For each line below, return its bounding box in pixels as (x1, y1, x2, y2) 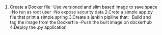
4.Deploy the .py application (9, 24, 67, 30)
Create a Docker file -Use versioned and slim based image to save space (9, 4, 158, 10)
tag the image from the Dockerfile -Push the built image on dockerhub (9, 19, 152, 25)
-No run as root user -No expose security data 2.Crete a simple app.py (9, 9, 153, 15)
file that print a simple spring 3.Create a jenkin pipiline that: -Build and (9, 14, 151, 20)
